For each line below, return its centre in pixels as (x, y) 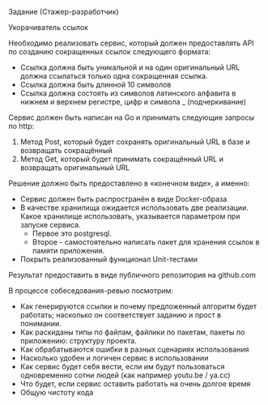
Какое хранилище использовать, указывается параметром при (130, 216)
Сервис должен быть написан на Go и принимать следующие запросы (132, 117)
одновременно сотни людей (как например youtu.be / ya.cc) (125, 375)
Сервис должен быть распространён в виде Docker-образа (123, 199)
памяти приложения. (68, 251)
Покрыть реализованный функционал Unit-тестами (109, 259)
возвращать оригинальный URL (75, 168)
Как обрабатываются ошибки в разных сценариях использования (134, 349)
